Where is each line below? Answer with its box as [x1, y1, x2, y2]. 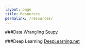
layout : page [5, 7, 32, 12]
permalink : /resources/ [5, 16, 53, 21]
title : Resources [5, 12, 40, 16]
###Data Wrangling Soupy [5, 29, 58, 35]
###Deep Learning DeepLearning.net [5, 38, 80, 44]
